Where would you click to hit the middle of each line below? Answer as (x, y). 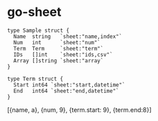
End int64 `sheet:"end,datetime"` (66, 91)
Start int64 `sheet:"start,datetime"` (70, 85)
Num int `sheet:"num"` (57, 42)
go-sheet (34, 12)
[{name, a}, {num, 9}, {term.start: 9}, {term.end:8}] (79, 110)
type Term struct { (35, 79)
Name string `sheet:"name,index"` (68, 36)
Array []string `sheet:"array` (59, 60)
